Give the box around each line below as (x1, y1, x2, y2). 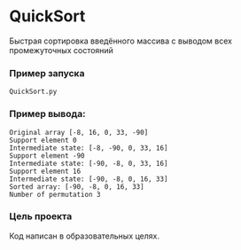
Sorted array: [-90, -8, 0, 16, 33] (9, 182, 144, 191)
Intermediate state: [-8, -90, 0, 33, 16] (9, 144, 168, 152)
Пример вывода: (9, 108, 86, 121)
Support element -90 (9, 151, 86, 160)
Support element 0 (9, 136, 77, 145)
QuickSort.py (9, 87, 58, 97)
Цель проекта (9, 210, 73, 223)
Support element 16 (9, 167, 82, 176)
